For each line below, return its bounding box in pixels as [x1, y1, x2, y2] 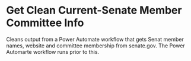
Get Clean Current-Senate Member [6, 4, 182, 17]
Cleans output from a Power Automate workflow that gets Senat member [6, 36, 184, 43]
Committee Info [6, 16, 84, 30]
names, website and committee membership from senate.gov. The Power [6, 42, 185, 49]
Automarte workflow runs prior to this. [6, 48, 100, 55]
